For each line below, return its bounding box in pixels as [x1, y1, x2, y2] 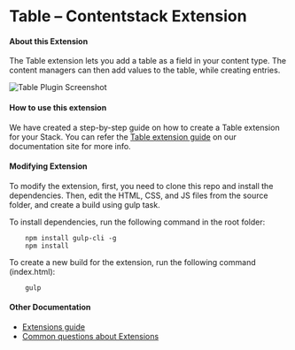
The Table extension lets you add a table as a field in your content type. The [9, 56, 286, 66]
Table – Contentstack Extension [9, 6, 247, 27]
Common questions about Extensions [21, 331, 159, 341]
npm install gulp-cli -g [25, 233, 117, 242]
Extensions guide [21, 322, 86, 332]
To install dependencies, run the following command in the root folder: [9, 217, 266, 227]
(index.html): [9, 266, 56, 277]
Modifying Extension [9, 161, 88, 171]
